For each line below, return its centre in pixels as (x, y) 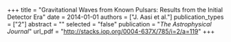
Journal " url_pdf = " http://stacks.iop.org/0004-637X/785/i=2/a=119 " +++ (111, 31)
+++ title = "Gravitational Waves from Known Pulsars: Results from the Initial (115, 10)
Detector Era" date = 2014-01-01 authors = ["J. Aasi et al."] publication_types (115, 17)
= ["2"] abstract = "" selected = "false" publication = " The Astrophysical (109, 24)
